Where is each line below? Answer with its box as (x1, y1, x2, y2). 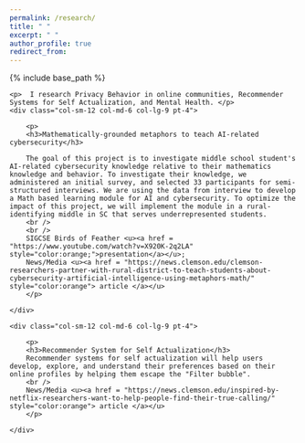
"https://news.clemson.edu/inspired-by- (123, 385, 280, 396)
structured (9, 186, 51, 195)
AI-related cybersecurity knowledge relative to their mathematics (9, 162, 272, 172)
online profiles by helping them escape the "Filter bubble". (9, 370, 251, 379)
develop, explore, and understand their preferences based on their (9, 362, 276, 371)
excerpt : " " (9, 30, 59, 39)
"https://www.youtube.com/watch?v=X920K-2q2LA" (9, 242, 195, 251)
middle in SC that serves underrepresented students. (58, 210, 268, 219)
